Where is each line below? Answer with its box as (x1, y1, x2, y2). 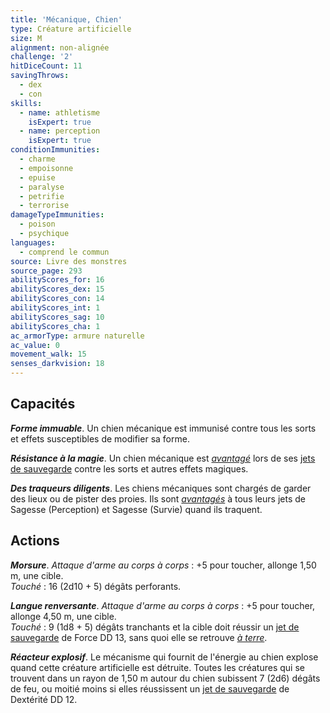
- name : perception (19, 126, 101, 136)
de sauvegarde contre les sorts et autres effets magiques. (10, 462, 249, 475)
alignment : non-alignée (10, 42, 110, 53)
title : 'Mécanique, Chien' (10, 14, 123, 25)
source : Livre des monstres (10, 256, 128, 266)
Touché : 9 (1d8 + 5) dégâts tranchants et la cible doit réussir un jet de (10, 621, 300, 633)
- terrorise (19, 201, 70, 211)
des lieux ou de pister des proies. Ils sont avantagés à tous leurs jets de (10, 492, 306, 505)
